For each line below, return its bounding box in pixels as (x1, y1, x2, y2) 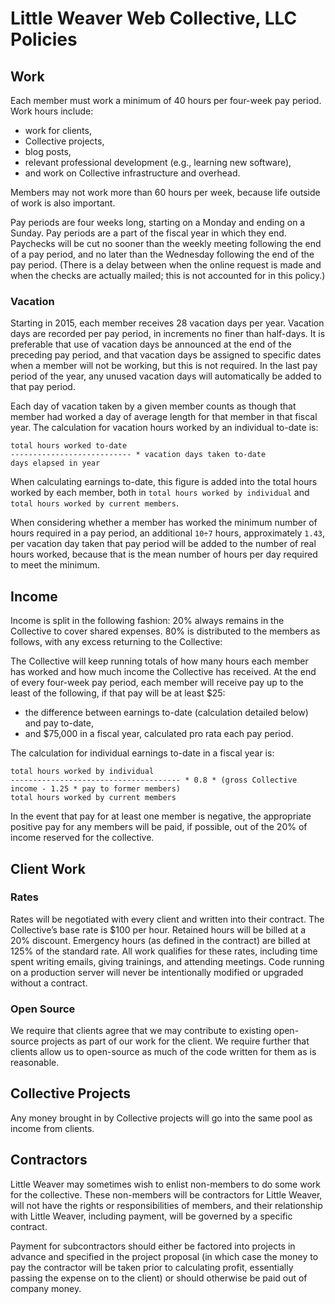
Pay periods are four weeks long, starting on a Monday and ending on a (10, 217, 306, 228)
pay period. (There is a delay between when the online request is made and (10, 259, 322, 271)
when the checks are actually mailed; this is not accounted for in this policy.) (10, 270, 326, 281)
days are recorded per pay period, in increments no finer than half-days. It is (10, 328, 326, 340)
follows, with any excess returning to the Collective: (10, 636, 223, 648)
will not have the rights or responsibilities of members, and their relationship (10, 1199, 323, 1211)
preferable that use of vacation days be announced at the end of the (10, 338, 292, 351)
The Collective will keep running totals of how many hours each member (10, 655, 309, 667)
